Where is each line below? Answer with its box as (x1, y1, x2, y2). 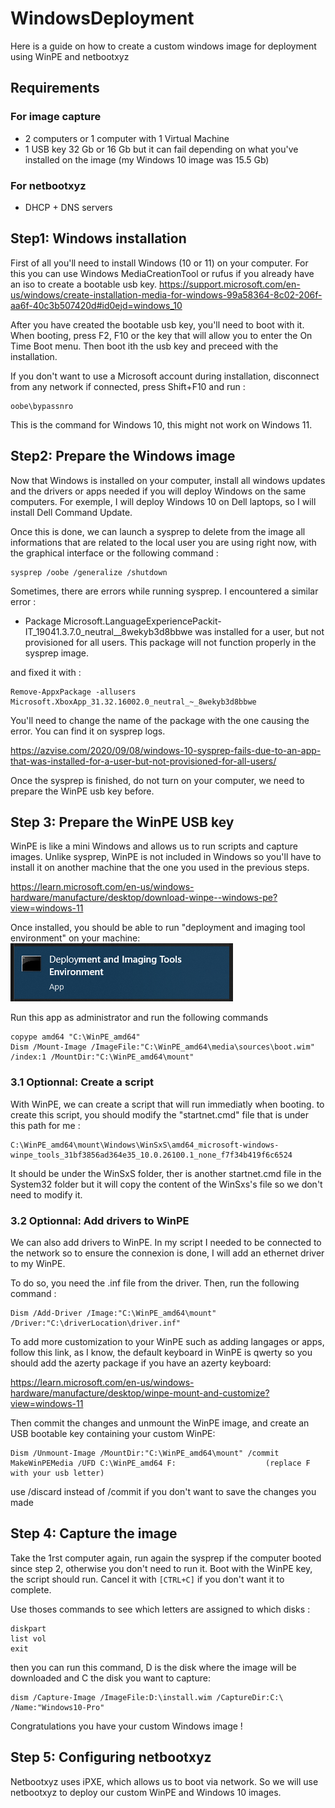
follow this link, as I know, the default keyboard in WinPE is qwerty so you (10, 1346, 313, 1358)
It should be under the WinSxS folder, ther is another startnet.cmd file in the (10, 1167, 322, 1179)
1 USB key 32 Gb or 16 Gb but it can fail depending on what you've (24, 143, 299, 155)
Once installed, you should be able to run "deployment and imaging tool (10, 922, 306, 934)
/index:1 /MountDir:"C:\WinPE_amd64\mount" (10, 1052, 195, 1062)
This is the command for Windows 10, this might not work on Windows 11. (10, 418, 313, 431)
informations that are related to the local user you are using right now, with (10, 536, 317, 548)
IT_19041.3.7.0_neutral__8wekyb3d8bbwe (24, 625, 193, 637)
